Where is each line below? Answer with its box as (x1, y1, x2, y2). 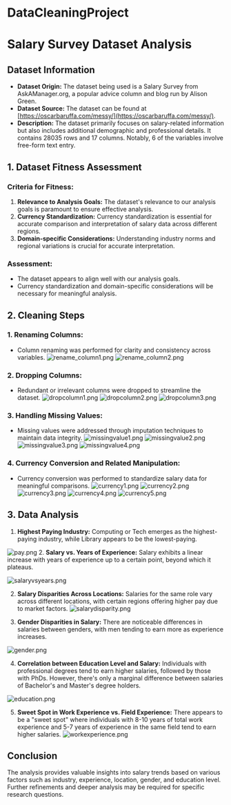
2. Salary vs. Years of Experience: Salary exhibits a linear (39, 548, 203, 556)
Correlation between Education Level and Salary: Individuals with (17, 659, 207, 667)
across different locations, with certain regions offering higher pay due (17, 597, 219, 605)
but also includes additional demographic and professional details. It (17, 127, 212, 135)
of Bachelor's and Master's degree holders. (17, 681, 141, 690)
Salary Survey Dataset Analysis (7, 37, 192, 53)
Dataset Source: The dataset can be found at (17, 104, 147, 113)
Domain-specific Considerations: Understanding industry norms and (17, 234, 216, 243)
